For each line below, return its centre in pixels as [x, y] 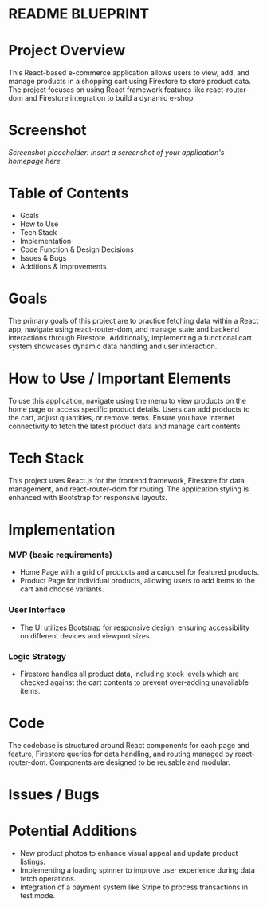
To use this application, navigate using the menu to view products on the [128, 400]
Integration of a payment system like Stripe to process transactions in [134, 887]
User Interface [37, 610]
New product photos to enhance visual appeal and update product [129, 853]
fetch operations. [48, 878]
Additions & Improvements [63, 266]
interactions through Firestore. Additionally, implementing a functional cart [130, 337]
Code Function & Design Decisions [77, 249]
